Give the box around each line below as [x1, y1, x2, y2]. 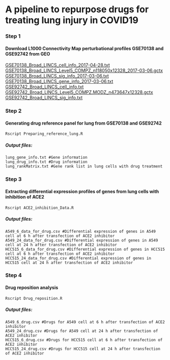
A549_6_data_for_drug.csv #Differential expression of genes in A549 [5, 229, 156, 234]
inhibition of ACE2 [5, 194, 45, 200]
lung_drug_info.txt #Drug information [5, 159, 88, 164]
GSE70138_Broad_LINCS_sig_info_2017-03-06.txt [5, 73, 109, 79]
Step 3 [5, 176, 22, 183]
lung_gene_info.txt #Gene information [5, 155, 88, 160]
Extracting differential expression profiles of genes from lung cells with [5, 188, 159, 195]
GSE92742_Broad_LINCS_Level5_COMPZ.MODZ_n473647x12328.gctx [5, 89, 154, 95]
